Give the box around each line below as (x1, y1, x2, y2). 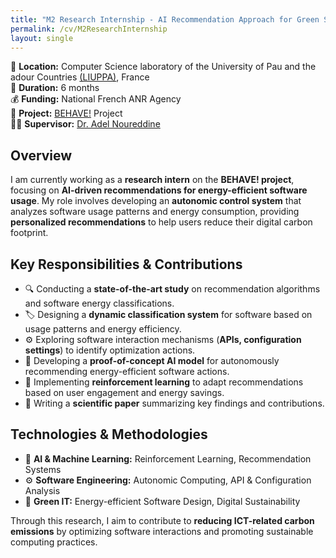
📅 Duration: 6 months (10, 82, 100, 94)
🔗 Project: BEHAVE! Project (10, 107, 123, 120)
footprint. (10, 227, 49, 239)
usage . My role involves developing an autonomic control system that (10, 195, 302, 207)
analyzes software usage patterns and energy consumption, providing (10, 206, 300, 218)
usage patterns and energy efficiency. (24, 323, 182, 335)
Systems (24, 463, 62, 475)
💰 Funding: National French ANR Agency (10, 93, 182, 105)
